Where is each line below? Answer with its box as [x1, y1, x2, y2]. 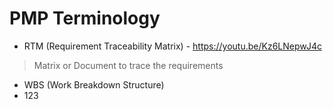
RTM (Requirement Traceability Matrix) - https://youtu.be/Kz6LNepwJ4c [23, 40, 322, 52]
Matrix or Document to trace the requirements [33, 59, 224, 71]
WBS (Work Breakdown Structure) [23, 78, 165, 91]
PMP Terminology [9, 7, 161, 30]
